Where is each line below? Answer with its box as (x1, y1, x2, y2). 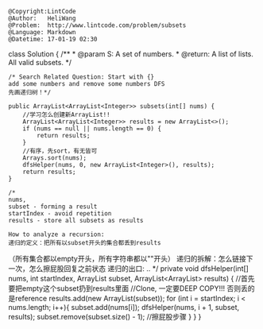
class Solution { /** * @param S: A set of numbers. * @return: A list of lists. (8, 49, 254, 59)
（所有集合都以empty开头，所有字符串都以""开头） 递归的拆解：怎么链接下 (8, 254, 253, 263)
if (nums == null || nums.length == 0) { (22, 125, 161, 133)
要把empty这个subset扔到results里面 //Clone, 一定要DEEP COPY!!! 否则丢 (8, 284, 249, 293)
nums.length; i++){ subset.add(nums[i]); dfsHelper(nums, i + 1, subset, (8, 303, 240, 312)
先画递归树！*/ (8, 88, 52, 96)
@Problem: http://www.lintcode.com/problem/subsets (8, 21, 187, 29)
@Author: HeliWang (8, 14, 77, 22)
